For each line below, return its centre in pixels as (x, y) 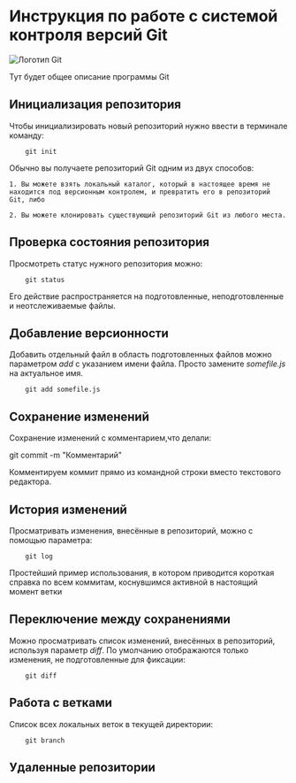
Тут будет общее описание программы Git (89, 76)
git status (45, 280)
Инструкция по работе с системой (144, 16)
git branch (45, 741)
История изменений (68, 509)
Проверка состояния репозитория (110, 242)
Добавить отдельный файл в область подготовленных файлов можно (140, 355)
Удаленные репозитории (83, 768)
